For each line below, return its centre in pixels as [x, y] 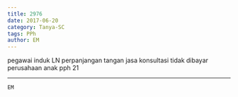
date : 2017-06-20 [33, 21]
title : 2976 [25, 14]
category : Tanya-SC [36, 27]
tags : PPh [22, 34]
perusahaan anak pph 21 [43, 68]
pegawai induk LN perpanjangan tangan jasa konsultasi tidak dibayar [108, 60]
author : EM [23, 40]
